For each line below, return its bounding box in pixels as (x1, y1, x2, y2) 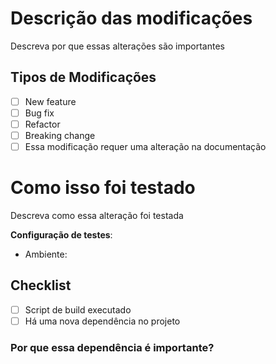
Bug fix (24, 107, 55, 119)
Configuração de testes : (10, 229, 113, 241)
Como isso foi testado (10, 177, 196, 199)
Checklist (10, 277, 72, 294)
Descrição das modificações (10, 7, 253, 30)
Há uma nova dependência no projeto (24, 315, 181, 327)
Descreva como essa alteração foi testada (10, 210, 184, 221)
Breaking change (24, 129, 96, 141)
